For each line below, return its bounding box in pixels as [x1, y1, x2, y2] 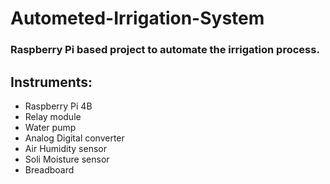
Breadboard [24, 163, 75, 176]
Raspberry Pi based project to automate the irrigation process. [10, 43, 320, 57]
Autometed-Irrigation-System [10, 7, 265, 30]
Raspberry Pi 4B [24, 100, 93, 112]
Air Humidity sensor [24, 142, 107, 154]
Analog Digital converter [24, 132, 125, 144]
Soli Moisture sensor [24, 153, 110, 165]
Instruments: [10, 73, 93, 91]
